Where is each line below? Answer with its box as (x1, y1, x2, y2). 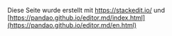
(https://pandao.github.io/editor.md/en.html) (7, 21, 137, 29)
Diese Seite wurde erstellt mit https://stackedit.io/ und (7, 6, 166, 14)
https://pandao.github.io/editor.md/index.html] (9, 13, 146, 22)
